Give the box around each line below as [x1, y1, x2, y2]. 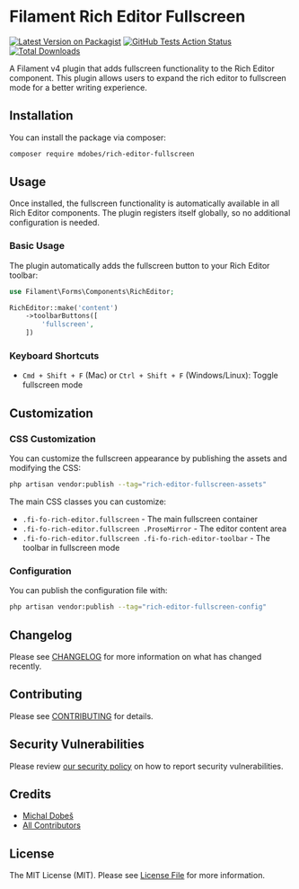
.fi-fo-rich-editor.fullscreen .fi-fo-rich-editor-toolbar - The [22, 532, 271, 543]
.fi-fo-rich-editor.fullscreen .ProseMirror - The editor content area [22, 523, 287, 534]
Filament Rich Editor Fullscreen [9, 6, 246, 27]
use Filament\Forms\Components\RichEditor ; [9, 287, 175, 296]
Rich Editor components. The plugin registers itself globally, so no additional [9, 208, 291, 218]
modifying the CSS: [9, 463, 82, 474]
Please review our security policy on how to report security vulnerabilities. [9, 760, 284, 771]
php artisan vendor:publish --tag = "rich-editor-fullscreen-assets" [9, 480, 268, 489]
